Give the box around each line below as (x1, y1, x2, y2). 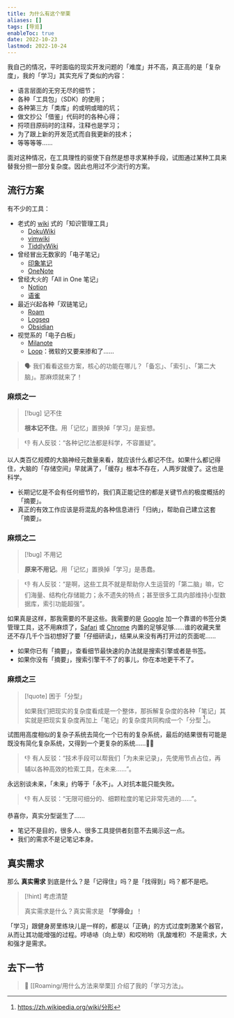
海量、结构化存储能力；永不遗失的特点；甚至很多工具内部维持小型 (30, 591, 220, 599)
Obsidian (27, 322, 54, 331)
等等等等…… (17, 139, 53, 147)
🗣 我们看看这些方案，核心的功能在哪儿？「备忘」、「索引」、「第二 (24, 361, 210, 370)
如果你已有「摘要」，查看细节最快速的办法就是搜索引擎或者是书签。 (17, 647, 210, 655)
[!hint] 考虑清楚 (24, 892, 68, 901)
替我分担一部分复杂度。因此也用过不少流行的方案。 (7, 162, 154, 170)
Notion (27, 283, 47, 291)
